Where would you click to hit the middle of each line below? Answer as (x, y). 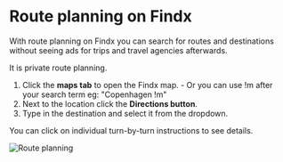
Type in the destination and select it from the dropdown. (125, 113)
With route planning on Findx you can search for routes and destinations (141, 41)
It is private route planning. (58, 68)
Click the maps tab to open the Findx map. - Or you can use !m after (147, 85)
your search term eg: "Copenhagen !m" (94, 94)
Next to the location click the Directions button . (110, 103)
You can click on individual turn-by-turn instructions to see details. (131, 130)
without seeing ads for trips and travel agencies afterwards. (119, 50)
